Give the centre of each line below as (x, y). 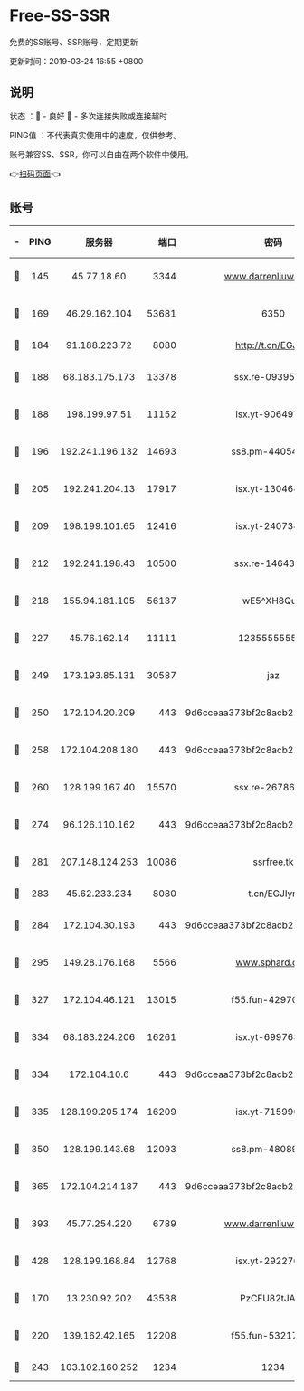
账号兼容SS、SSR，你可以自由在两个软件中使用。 (101, 154)
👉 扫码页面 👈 (35, 174)
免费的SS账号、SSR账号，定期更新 (74, 42)
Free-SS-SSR (60, 16)
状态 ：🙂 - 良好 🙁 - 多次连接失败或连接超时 (88, 116)
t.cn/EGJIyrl (273, 894)
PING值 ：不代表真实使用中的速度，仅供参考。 (95, 135)
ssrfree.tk (273, 862)
